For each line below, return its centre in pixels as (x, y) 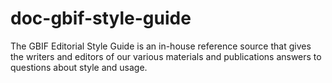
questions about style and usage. (79, 67)
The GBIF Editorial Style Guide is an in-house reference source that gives (161, 46)
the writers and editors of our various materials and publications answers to (166, 56)
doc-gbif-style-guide (101, 18)
